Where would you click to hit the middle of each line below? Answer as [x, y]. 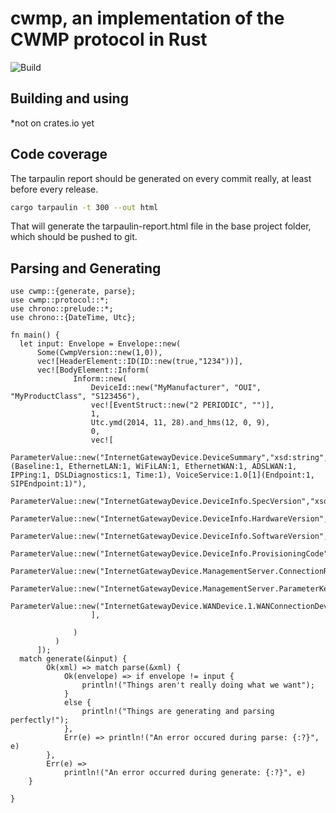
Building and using [69, 98]
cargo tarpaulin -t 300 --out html [84, 207]
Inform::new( [100, 379]
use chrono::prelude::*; [62, 309]
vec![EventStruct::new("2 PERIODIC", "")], [182, 405]
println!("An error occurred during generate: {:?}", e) [185, 773]
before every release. [54, 189]
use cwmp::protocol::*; [60, 300]
